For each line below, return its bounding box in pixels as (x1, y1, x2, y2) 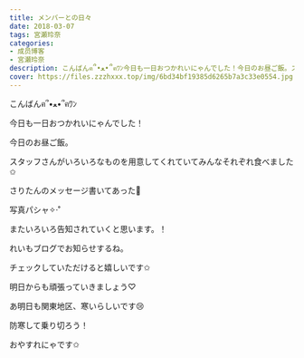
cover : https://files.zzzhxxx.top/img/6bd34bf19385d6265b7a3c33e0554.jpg (9, 73, 294, 82)
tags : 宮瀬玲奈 (9, 30, 62, 39)
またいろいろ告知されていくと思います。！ (9, 223, 167, 234)
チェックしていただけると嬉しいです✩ (9, 262, 151, 273)
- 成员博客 (9, 47, 45, 56)
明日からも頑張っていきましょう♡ (9, 281, 137, 292)
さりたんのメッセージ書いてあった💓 (9, 185, 142, 196)
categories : (9, 38, 54, 48)
